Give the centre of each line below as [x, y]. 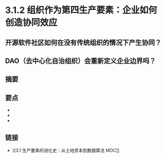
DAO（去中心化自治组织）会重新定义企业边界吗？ [81, 61]
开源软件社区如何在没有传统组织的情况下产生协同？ [83, 42]
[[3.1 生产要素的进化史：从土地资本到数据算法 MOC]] [66, 150]
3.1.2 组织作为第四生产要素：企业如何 [81, 10]
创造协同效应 [31, 23]
